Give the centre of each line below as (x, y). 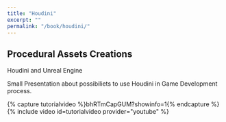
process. (20, 91)
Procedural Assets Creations (70, 54)
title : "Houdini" (32, 13)
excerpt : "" (24, 20)
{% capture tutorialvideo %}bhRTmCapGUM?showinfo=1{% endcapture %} (113, 104)
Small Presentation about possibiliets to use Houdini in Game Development (112, 84)
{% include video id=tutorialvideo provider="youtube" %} (88, 112)
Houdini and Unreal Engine (45, 71)
